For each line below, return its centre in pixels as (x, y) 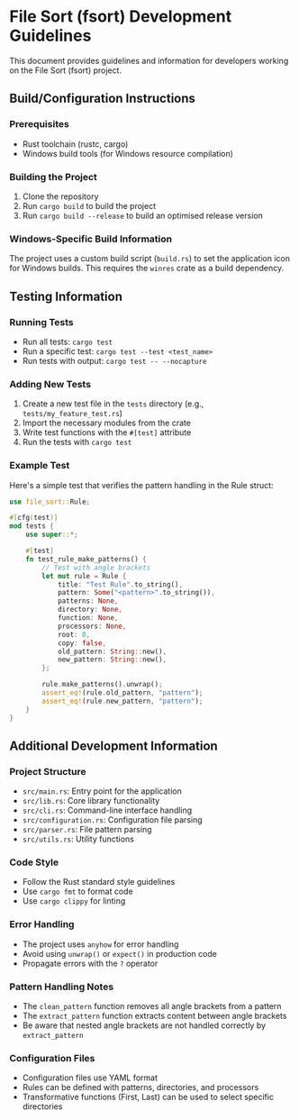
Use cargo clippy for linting (74, 901)
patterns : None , (88, 601)
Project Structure (48, 771)
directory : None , (90, 610)
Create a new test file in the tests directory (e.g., (113, 404)
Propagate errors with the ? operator (90, 963)
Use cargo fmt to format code (77, 892)
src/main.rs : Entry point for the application (102, 791)
